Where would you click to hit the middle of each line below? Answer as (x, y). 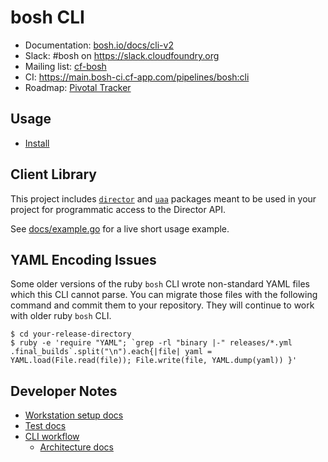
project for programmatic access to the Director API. (118, 209)
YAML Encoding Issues (83, 259)
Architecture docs (76, 447)
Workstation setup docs (74, 415)
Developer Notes (64, 391)
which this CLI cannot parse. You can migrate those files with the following (164, 295)
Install (37, 143)
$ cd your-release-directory (71, 334)
